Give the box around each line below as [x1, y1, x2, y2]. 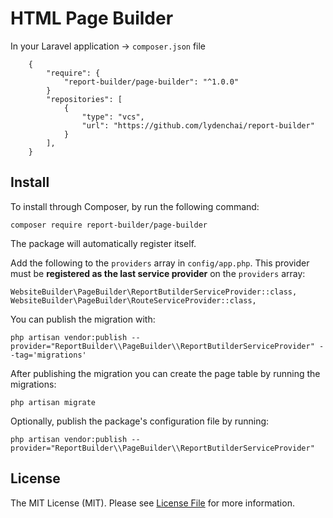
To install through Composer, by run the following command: [10, 200, 260, 212]
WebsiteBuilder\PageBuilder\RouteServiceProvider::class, [10, 295, 257, 306]
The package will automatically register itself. [10, 237, 197, 249]
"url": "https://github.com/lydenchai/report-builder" [81, 120, 315, 131]
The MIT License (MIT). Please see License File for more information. [10, 497, 295, 509]
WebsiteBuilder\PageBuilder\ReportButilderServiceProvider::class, [10, 287, 298, 297]
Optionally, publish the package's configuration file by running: [10, 415, 270, 427]
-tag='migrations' [10, 350, 87, 360]
